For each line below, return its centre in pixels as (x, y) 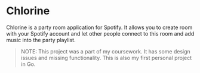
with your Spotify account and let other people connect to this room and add (100, 33)
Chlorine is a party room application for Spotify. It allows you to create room (99, 27)
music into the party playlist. (41, 40)
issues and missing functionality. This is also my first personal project (106, 58)
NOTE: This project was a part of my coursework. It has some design (106, 51)
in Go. (28, 64)
